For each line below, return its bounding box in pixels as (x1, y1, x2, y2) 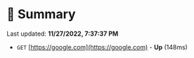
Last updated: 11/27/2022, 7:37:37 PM (6, 29, 119, 38)
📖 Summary (6, 6, 76, 22)
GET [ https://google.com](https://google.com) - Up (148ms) (16, 43, 188, 51)
